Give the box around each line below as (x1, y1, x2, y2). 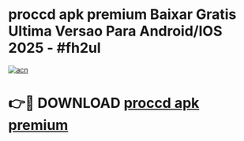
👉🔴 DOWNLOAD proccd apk (8, 95, 200, 112)
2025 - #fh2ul (8, 39, 101, 57)
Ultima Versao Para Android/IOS (8, 22, 223, 40)
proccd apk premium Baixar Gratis (8, 6, 237, 24)
